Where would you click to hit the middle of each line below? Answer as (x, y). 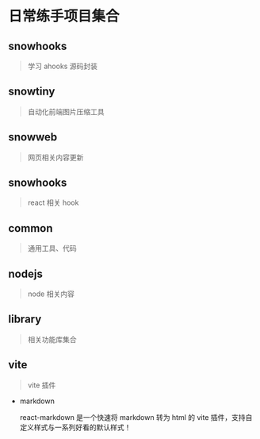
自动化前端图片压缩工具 (66, 111)
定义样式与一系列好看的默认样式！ (75, 427)
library (25, 320)
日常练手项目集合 (64, 16)
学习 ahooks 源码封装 (62, 66)
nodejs (26, 273)
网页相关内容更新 (55, 157)
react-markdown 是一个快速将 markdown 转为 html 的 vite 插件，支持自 (136, 417)
